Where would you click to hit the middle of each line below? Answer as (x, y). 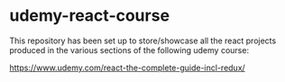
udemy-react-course (89, 16)
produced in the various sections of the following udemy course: (129, 50)
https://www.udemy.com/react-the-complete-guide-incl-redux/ (127, 68)
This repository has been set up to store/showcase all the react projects (143, 41)
